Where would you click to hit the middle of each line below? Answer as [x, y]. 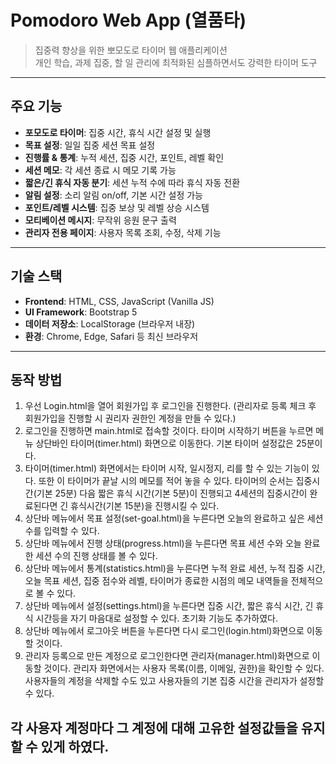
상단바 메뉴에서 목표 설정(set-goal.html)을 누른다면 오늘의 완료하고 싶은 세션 [174, 518]
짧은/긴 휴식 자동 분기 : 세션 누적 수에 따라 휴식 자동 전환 [132, 182]
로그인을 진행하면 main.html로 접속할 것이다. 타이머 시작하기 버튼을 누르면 [169, 431]
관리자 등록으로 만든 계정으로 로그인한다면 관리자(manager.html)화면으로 [167, 656]
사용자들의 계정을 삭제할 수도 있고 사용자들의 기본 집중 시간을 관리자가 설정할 [174, 681]
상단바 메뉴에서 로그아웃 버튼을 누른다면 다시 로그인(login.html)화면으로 [164, 631]
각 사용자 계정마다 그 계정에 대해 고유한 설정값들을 [154, 727]
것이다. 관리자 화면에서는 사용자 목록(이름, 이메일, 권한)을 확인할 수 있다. [184, 668]
